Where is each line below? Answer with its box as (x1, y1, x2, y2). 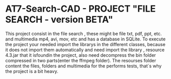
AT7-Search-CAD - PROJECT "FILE (5, 3, 156, 15)
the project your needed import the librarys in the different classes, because (5, 41, 166, 47)
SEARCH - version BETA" (5, 14, 113, 25)
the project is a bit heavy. (5, 68, 59, 74)
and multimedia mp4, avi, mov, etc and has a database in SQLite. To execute (5, 36, 166, 42)
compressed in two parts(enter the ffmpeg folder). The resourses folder (5, 57, 157, 63)
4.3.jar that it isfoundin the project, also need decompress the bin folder (5, 52, 156, 58)
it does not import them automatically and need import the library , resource (5, 47, 165, 53)
